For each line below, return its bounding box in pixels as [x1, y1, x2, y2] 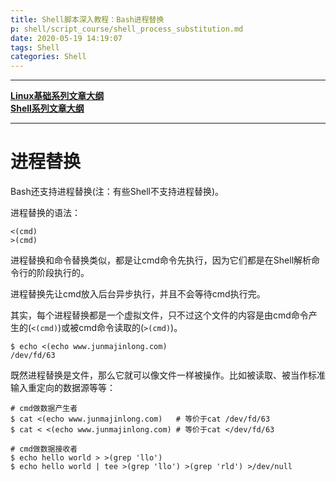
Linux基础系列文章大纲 [10, 90, 105, 102]
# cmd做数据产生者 [10, 404, 78, 414]
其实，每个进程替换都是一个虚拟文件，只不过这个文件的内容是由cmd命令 [10, 309, 309, 321]
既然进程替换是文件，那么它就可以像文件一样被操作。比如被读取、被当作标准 [10, 369, 326, 381]
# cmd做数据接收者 [10, 444, 78, 455]
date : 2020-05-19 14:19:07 [10, 33, 123, 43]
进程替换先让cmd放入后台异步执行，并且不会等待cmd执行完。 [10, 288, 266, 300]
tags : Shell [10, 42, 60, 53]
